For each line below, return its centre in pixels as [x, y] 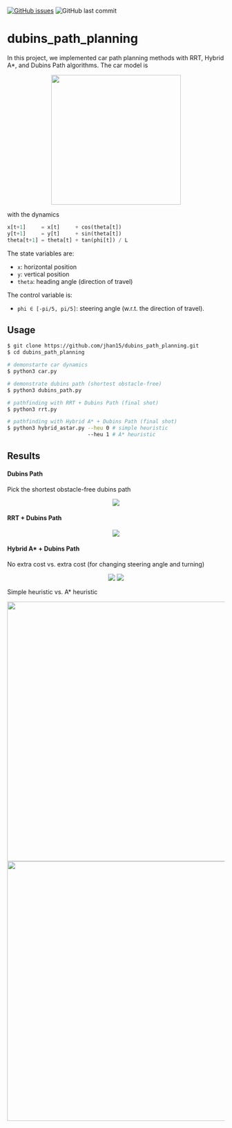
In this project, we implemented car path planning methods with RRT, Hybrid [116, 57]
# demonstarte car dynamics [48, 365]
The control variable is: [40, 295]
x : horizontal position [47, 267]
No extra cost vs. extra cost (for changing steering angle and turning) [106, 564]
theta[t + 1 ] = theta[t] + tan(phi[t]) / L [68, 240]
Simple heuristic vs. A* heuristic [52, 592]
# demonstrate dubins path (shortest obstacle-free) [85, 384]
